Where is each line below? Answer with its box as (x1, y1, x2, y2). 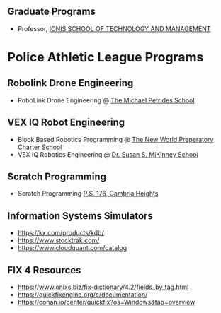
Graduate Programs (7, 6, 96, 18)
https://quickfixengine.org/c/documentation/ (17, 290, 148, 299)
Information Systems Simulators (7, 210, 154, 222)
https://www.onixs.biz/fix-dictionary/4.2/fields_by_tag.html (17, 283, 189, 292)
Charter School (17, 143, 62, 151)
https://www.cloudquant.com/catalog (17, 244, 127, 252)
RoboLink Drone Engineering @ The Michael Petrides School (17, 95, 195, 105)
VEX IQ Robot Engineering (7, 117, 125, 129)
